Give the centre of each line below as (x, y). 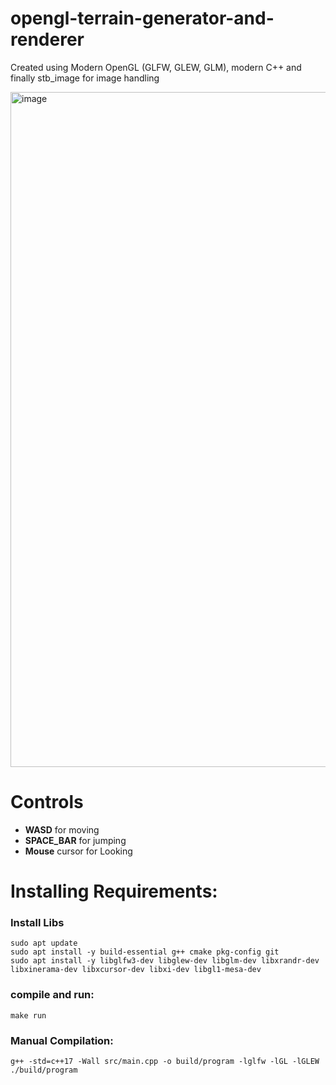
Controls (47, 802)
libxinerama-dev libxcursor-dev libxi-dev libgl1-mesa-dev (136, 970)
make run (28, 1015)
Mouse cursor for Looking (78, 851)
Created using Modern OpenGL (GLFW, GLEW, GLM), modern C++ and (156, 67)
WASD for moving (62, 829)
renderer (47, 39)
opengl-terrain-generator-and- (142, 18)
